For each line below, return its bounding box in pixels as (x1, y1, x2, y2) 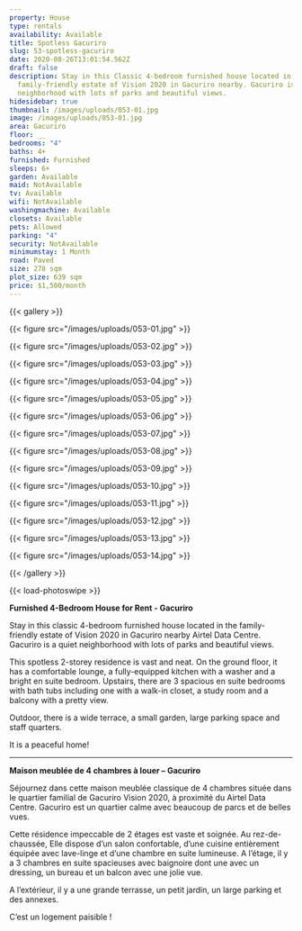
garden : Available (9, 172, 78, 181)
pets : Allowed (9, 222, 63, 231)
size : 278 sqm (9, 265, 63, 274)
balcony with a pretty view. (9, 694, 110, 705)
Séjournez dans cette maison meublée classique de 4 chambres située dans (9, 782, 292, 793)
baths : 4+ (9, 147, 47, 156)
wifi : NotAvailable (9, 197, 83, 207)
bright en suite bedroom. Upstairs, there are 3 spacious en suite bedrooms (9, 675, 286, 686)
